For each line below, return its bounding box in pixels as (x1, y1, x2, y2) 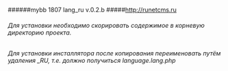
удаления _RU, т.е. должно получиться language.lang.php (8, 57, 177, 65)
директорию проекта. (8, 28, 72, 37)
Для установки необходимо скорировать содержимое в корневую (8, 21, 205, 29)
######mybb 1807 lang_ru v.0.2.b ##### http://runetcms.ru (8, 6, 177, 14)
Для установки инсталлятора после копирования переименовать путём (8, 49, 221, 57)
